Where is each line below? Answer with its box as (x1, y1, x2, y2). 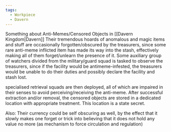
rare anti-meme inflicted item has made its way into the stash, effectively (5, 47, 159, 54)
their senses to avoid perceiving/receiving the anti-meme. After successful (5, 90, 163, 96)
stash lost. (5, 74, 27, 81)
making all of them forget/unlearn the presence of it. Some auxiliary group (5, 52, 162, 59)
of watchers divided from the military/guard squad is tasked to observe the (5, 58, 163, 64)
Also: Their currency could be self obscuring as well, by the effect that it (5, 110, 158, 116)
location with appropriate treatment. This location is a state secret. (5, 100, 145, 107)
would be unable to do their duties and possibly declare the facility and (5, 69, 155, 75)
